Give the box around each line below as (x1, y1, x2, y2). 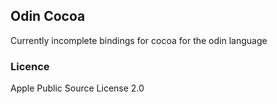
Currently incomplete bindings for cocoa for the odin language (10, 34, 268, 46)
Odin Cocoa (10, 8, 86, 25)
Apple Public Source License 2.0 (10, 82, 145, 94)
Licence (10, 59, 50, 73)
